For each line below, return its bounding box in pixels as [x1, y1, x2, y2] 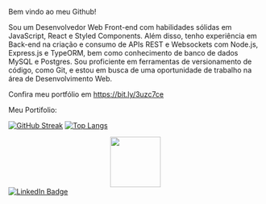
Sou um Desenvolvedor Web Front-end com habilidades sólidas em [8, 23, 232, 31]
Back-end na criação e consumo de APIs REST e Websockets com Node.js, [8, 40, 259, 49]
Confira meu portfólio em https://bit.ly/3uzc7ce [8, 90, 164, 99]
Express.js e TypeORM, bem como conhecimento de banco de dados [8, 48, 239, 57]
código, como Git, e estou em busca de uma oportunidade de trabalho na [8, 65, 252, 75]
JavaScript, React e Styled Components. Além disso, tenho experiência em [8, 31, 258, 40]
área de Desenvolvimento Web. [8, 74, 113, 83]
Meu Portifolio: [8, 105, 58, 114]
